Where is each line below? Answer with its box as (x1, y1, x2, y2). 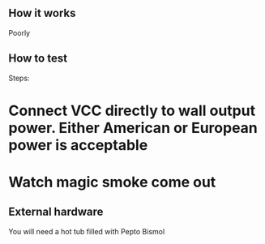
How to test (8, 52, 67, 66)
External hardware (8, 205, 104, 219)
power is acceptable (8, 135, 148, 154)
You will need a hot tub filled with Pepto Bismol (8, 226, 165, 236)
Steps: (8, 73, 30, 83)
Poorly (8, 28, 31, 37)
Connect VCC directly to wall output (8, 101, 256, 120)
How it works (8, 6, 76, 20)
